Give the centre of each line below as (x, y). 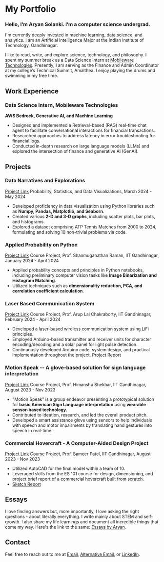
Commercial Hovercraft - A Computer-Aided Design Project (77, 443)
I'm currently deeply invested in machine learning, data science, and (74, 35)
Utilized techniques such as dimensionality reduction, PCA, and (77, 286)
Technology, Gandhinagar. (31, 46)
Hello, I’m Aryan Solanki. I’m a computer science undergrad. (78, 24)
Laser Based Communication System (50, 304)
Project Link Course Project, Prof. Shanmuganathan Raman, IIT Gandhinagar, (82, 255)
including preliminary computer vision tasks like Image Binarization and (84, 275)
